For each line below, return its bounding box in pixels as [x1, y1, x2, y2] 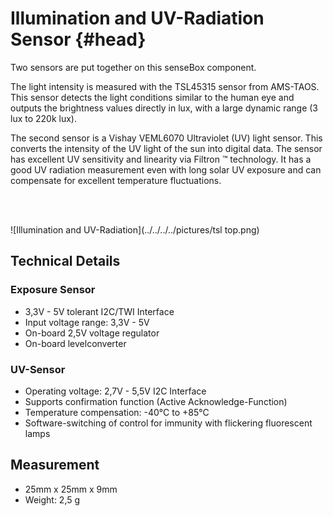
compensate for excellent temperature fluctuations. [10, 174, 222, 186]
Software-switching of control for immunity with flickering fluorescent [24, 417, 313, 429]
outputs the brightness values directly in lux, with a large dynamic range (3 [10, 102, 318, 114]
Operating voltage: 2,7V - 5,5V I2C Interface [24, 385, 207, 397]
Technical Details [10, 253, 121, 270]
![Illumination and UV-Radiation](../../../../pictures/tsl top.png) [10, 223, 260, 236]
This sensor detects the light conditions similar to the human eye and [10, 91, 295, 103]
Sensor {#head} [10, 28, 147, 51]
